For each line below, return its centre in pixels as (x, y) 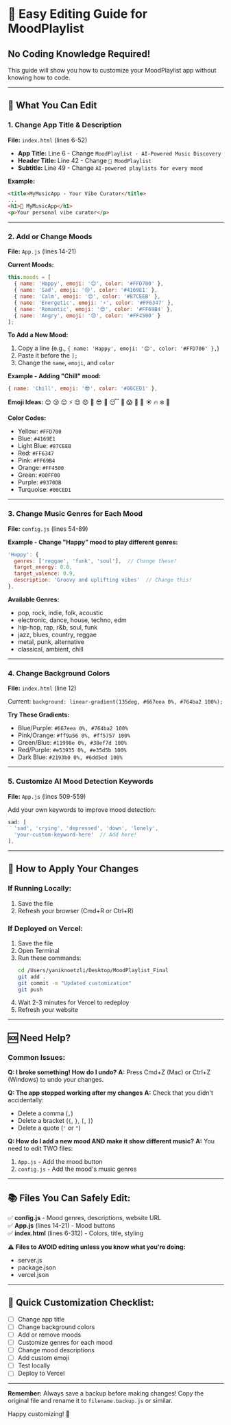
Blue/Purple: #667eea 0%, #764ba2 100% (73, 728)
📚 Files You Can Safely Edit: (69, 1198)
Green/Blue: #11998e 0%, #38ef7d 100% (72, 743)
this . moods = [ (29, 277)
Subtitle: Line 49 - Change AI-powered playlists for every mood (110, 168)
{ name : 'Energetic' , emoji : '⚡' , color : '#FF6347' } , (94, 303)
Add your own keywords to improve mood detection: (82, 809)
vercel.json (33, 1274)
